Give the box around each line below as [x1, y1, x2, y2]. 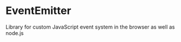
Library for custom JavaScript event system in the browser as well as [5, 23, 175, 30]
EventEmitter [5, 4, 71, 17]
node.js [5, 29, 24, 36]
